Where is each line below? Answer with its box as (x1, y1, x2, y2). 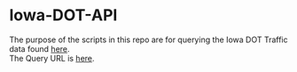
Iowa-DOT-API (9, 5, 118, 25)
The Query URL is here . (9, 53, 95, 63)
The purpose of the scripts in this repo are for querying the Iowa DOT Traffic (9, 34, 288, 45)
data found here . (9, 43, 70, 54)
